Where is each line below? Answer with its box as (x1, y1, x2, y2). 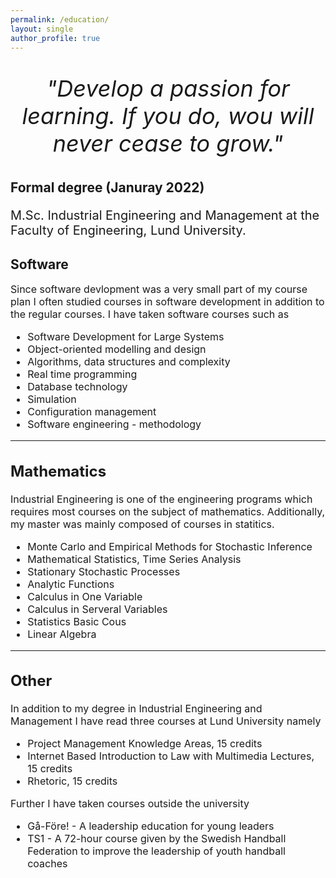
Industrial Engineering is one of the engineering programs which (10, 492, 313, 506)
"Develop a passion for (46, 74, 290, 103)
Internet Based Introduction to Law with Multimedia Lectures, (27, 749, 315, 763)
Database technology (27, 380, 128, 394)
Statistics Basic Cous (27, 614, 127, 628)
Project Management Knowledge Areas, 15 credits (27, 737, 263, 751)
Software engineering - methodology (27, 417, 202, 431)
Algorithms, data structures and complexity (27, 355, 231, 369)
